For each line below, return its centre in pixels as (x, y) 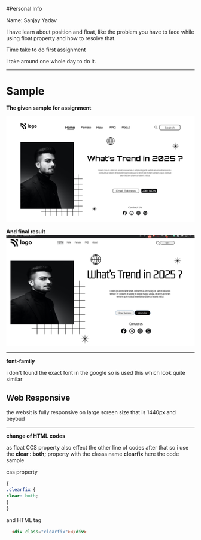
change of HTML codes (36, 436)
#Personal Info (24, 9)
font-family (21, 361)
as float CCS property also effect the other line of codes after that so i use (98, 447)
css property (22, 472)
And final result (26, 232)
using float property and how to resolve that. (61, 38)
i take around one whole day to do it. (51, 61)
